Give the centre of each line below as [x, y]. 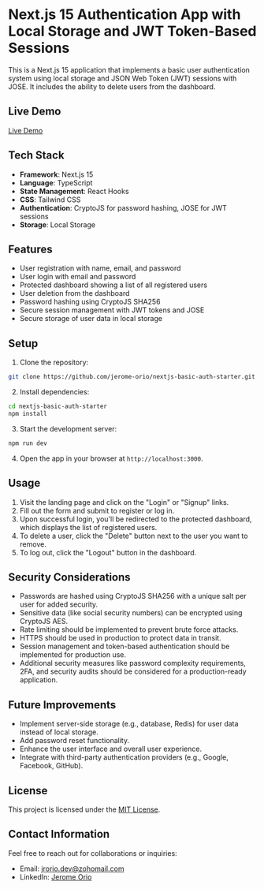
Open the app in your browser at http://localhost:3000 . [111, 458]
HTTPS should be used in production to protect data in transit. [121, 638]
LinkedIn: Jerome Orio [56, 876]
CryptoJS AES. [44, 622]
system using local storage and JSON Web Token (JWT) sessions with [123, 78]
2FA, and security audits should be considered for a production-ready [133, 671]
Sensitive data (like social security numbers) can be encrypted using [131, 613]
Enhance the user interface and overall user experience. [111, 749]
